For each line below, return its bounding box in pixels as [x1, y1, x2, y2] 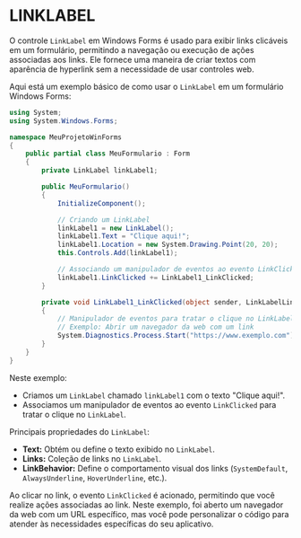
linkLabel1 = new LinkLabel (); [56, 224, 175, 233]
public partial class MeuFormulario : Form [25, 149, 191, 158]
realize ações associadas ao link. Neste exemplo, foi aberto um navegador [9, 499, 284, 510]
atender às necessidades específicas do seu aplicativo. [9, 518, 214, 529]
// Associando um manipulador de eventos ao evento [56, 265, 254, 274]
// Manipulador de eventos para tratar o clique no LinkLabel [56, 314, 295, 323]
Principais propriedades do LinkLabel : [9, 426, 150, 437]
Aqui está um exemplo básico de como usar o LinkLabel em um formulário [9, 81, 284, 92]
